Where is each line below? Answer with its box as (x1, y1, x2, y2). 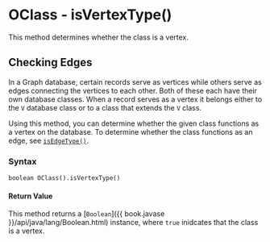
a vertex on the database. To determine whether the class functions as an (8, 127, 253, 136)
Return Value (8, 191, 53, 201)
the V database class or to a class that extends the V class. (8, 102, 202, 112)
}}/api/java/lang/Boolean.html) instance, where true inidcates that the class (8, 218, 259, 227)
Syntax (8, 156, 37, 167)
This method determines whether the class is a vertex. (8, 32, 189, 42)
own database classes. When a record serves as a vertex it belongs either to (8, 94, 263, 104)
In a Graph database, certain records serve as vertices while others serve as (8, 77, 262, 86)
